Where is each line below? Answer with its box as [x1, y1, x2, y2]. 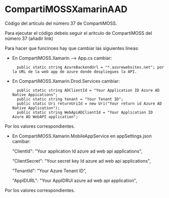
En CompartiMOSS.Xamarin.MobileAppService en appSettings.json [12, 133, 152, 139]
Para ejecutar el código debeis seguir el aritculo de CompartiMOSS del [5, 30, 152, 36]
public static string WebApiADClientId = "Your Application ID [17, 110, 153, 115]
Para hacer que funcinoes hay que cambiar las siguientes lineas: [5, 45, 140, 51]
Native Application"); [12, 105, 60, 111]
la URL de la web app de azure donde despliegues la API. [12, 69, 137, 74]
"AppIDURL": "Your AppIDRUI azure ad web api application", [12, 177, 137, 183]
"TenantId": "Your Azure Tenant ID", [12, 168, 87, 174]
